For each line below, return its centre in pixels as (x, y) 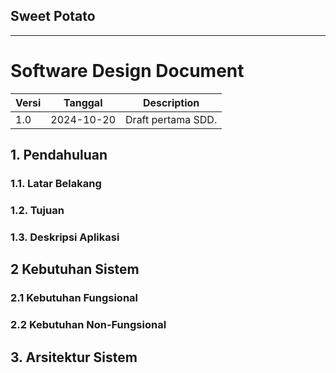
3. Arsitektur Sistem (74, 357)
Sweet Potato (53, 16)
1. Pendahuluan (59, 155)
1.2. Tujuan (37, 210)
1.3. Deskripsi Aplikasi (65, 237)
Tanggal (83, 102)
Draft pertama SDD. (171, 119)
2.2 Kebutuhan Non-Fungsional (88, 325)
